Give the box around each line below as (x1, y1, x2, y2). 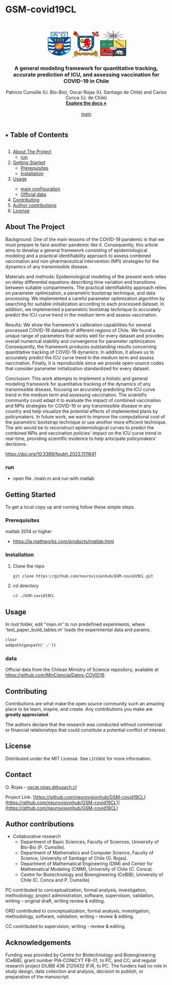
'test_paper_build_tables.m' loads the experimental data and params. (5, 627, 151, 633)
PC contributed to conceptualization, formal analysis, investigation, (5, 887, 147, 893)
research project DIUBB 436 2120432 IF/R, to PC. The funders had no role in (5, 963, 167, 969)
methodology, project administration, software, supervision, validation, (5, 892, 155, 899)
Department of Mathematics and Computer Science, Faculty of (20, 850, 154, 856)
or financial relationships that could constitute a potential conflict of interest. (5, 726, 167, 733)
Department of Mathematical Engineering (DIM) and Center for (20, 861, 153, 867)
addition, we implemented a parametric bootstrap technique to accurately (5, 306, 161, 312)
